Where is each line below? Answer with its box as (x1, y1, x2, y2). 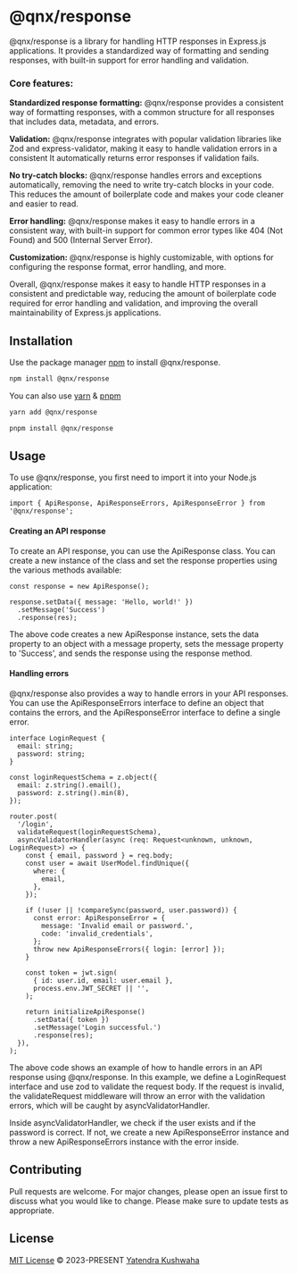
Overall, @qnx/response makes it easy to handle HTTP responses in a (9, 279, 266, 289)
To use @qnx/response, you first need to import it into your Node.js (9, 472, 257, 483)
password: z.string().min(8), (17, 788, 129, 797)
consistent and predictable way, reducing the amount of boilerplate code (9, 289, 277, 299)
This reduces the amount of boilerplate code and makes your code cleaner (9, 189, 284, 200)
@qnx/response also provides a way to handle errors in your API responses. (9, 688, 289, 699)
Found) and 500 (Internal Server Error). (9, 235, 153, 246)
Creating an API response (9, 525, 106, 537)
